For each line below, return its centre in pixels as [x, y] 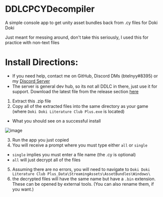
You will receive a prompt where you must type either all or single [80, 145]
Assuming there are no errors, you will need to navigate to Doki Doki [81, 169]
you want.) [23, 189]
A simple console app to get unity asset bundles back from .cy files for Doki [81, 23]
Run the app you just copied [41, 140]
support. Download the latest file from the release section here [75, 91]
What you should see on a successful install [57, 121]
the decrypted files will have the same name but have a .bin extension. [84, 179]
